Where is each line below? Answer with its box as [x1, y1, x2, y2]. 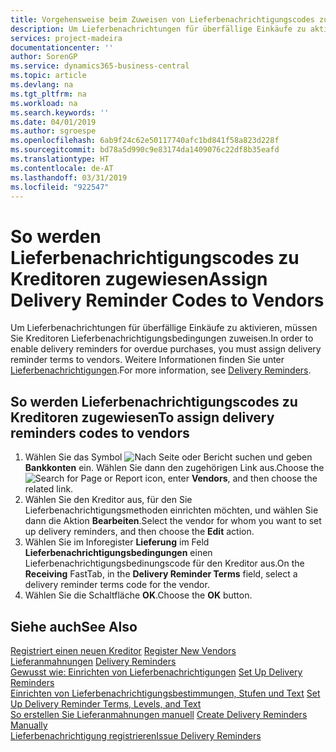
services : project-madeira [10, 33, 123, 43]
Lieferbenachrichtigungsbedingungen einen [24, 547, 213, 559]
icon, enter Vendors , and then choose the [144, 472, 318, 485]
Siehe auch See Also [10, 618, 138, 635]
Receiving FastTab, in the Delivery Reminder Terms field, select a [24, 568, 298, 580]
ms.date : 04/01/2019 [10, 117, 97, 127]
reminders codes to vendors [10, 424, 190, 441]
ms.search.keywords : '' [10, 107, 110, 118]
